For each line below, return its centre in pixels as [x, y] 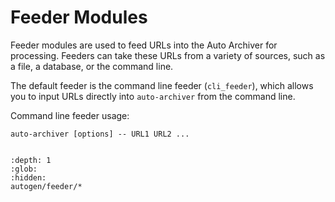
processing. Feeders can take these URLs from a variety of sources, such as [168, 55]
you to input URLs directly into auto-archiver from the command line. [153, 96]
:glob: [24, 169]
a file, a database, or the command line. [92, 66]
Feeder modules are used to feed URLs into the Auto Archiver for [144, 45]
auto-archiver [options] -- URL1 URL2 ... [100, 134]
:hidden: [28, 177]
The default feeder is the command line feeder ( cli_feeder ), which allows [162, 85]
